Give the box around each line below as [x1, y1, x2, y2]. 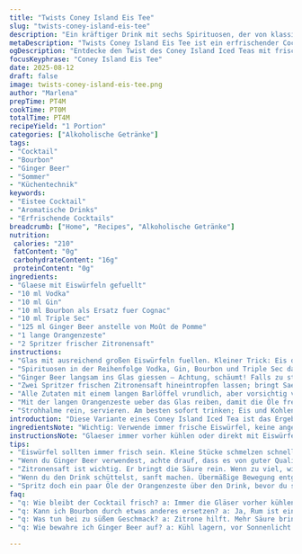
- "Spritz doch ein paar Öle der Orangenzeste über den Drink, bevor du [9, 481, 288, 490]
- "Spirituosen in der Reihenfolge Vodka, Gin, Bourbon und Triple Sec [9, 364, 283, 373]
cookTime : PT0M [9, 105, 67, 114]
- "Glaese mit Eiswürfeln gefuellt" [9, 281, 147, 290]
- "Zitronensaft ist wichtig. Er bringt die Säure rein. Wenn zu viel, [9, 465, 283, 474]
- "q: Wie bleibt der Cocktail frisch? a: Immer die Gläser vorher [9, 498, 268, 507]
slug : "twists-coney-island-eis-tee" [9, 22, 151, 31]
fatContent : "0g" [13, 247, 78, 256]
